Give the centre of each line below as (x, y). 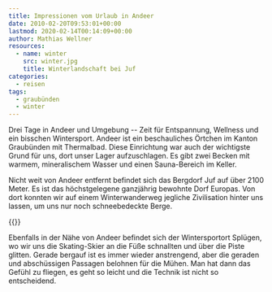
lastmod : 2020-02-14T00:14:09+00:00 (70, 31)
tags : (17, 92)
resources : (27, 46)
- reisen (30, 84)
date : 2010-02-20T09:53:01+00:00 (65, 24)
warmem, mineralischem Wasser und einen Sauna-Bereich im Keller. (123, 164)
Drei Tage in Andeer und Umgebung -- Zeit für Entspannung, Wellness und (134, 130)
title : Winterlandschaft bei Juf (80, 69)
